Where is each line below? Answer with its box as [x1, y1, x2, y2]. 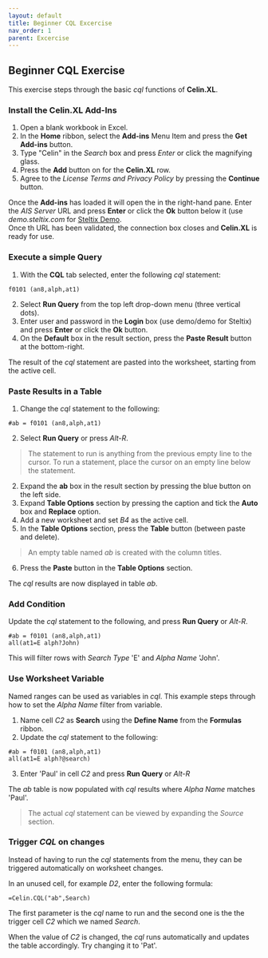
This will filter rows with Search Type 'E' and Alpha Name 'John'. [8, 653, 220, 663]
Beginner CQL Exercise [8, 63, 125, 77]
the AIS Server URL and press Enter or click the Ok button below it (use [8, 206, 243, 216]
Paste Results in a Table [8, 385, 102, 396]
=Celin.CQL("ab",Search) [8, 894, 91, 902]
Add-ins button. [19, 140, 73, 149]
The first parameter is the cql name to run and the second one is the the [8, 908, 245, 917]
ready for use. [8, 232, 54, 241]
